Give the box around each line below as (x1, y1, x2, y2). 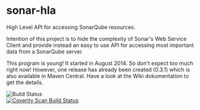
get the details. (6, 79, 44, 86)
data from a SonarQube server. (6, 47, 83, 55)
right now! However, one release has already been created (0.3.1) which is (6, 66, 190, 73)
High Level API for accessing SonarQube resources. (6, 23, 136, 31)
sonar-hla (6, 4, 56, 17)
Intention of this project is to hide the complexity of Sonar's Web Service (6, 35, 187, 42)
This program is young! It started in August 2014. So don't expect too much (6, 60, 193, 67)
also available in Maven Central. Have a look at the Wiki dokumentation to (6, 72, 189, 79)
